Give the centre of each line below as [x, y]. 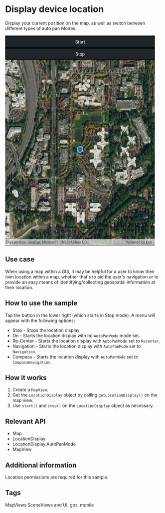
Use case [20, 259]
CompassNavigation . [32, 362]
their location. [19, 287]
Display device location [55, 9]
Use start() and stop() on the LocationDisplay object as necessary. [83, 405]
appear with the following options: [40, 320]
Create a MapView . [30, 390]
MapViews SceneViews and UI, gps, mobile [50, 505]
